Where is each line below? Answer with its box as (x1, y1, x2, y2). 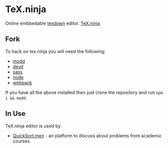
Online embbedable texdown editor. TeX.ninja (5, 20, 100, 26)
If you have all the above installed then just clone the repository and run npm (5, 89, 163, 95)
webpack (12, 79, 32, 85)
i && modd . (5, 94, 27, 101)
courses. (12, 138, 31, 144)
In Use (5, 110, 26, 118)
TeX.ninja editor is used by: (5, 123, 62, 129)
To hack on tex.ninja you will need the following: (5, 48, 106, 54)
